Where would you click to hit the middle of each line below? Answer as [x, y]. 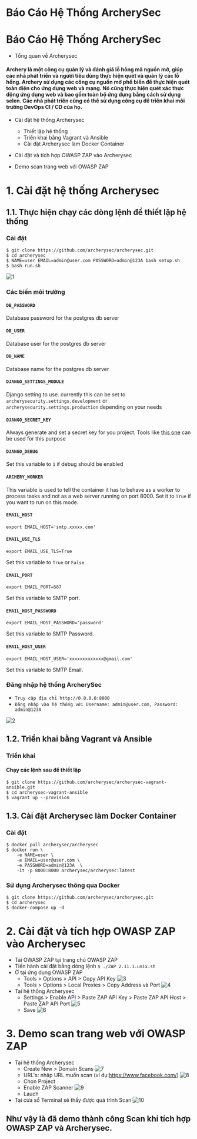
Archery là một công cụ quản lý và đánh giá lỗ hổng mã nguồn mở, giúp [95, 69]
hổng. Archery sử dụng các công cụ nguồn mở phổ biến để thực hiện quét [98, 82]
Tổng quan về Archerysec [46, 56]
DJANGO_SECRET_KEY [29, 420]
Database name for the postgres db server [58, 369]
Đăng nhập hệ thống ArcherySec [54, 685]
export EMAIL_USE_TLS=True [39, 551]
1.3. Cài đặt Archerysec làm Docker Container [91, 816]
